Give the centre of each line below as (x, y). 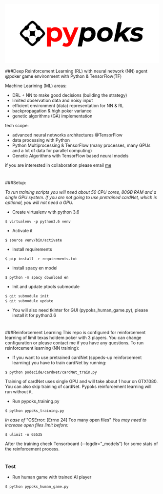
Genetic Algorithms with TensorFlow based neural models (70, 156)
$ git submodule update (29, 301)
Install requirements (32, 249)
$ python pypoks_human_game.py (37, 487)
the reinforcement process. (32, 449)
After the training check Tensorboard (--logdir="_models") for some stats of (81, 444)
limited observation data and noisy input (52, 101)
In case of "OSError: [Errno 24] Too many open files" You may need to (76, 420)
